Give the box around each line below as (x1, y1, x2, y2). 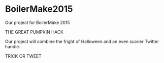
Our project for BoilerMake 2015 (5, 20, 70, 25)
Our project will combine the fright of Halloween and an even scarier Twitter (5, 38, 159, 44)
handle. (5, 43, 21, 49)
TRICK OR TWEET (5, 53, 42, 59)
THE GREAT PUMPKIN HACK (5, 29, 64, 35)
